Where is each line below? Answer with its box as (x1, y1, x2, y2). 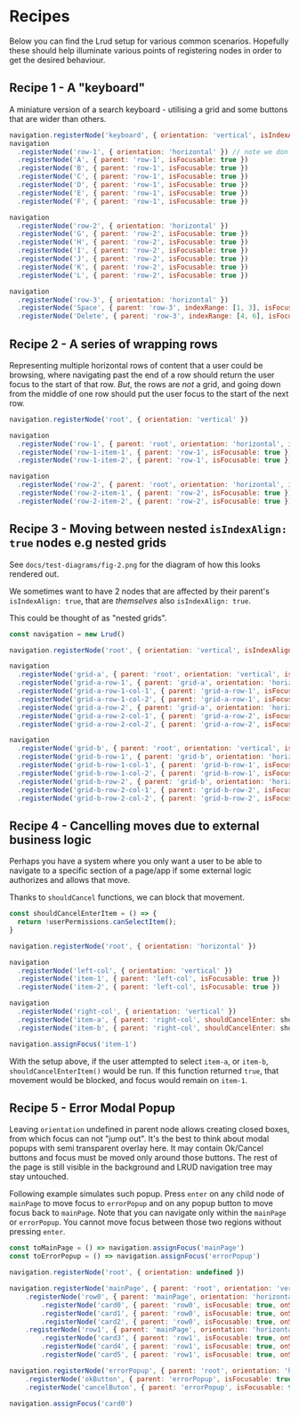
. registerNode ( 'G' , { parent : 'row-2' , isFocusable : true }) (17, 230, 249, 239)
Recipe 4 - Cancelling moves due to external (9, 818, 260, 833)
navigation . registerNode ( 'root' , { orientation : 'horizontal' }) (9, 942, 256, 951)
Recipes (9, 6, 70, 27)
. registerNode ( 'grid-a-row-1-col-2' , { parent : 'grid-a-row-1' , (17, 694, 261, 704)
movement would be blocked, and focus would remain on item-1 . (9, 1074, 247, 1085)
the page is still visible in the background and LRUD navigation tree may (9, 1162, 273, 1172)
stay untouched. (9, 1171, 69, 1182)
